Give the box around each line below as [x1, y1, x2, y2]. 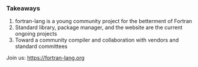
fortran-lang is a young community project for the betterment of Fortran [14, 18, 193, 25]
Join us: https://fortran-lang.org [6, 55, 85, 62]
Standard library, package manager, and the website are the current [14, 24, 183, 31]
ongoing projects [14, 30, 58, 37]
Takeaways [6, 4, 40, 12]
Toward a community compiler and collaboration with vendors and [14, 37, 179, 44]
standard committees [14, 43, 68, 50]
